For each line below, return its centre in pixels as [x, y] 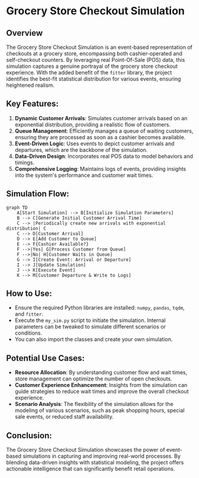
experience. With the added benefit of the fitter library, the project [89, 72]
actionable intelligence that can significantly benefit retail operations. [91, 469]
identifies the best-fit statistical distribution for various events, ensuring [94, 79]
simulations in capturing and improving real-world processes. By [102, 456]
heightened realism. [30, 85]
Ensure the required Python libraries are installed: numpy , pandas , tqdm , [100, 308]
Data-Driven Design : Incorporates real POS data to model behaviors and [104, 156]
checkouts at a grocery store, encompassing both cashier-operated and [94, 54]
